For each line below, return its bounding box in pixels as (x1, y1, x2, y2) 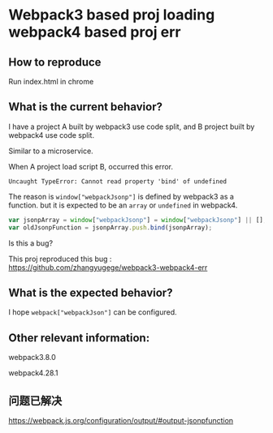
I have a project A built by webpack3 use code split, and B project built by (8, 122, 255, 131)
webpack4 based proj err (8, 23, 181, 41)
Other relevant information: (8, 331, 150, 345)
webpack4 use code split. (8, 130, 95, 139)
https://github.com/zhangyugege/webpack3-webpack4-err (8, 262, 208, 272)
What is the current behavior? (8, 100, 162, 114)
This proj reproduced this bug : (8, 254, 112, 264)
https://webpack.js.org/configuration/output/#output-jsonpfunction (8, 416, 234, 425)
